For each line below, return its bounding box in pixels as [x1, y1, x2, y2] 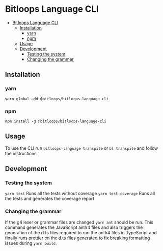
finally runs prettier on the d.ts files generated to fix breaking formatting [5, 235, 150, 241]
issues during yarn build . [5, 240, 57, 246]
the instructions [5, 150, 37, 156]
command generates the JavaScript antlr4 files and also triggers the [5, 224, 143, 230]
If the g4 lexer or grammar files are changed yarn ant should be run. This [5, 219, 154, 225]
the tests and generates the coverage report [5, 195, 95, 202]
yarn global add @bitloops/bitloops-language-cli [5, 96, 109, 101]
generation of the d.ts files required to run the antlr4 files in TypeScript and [5, 229, 157, 235]
